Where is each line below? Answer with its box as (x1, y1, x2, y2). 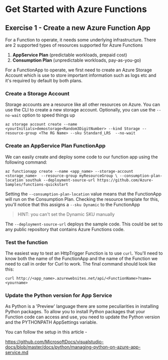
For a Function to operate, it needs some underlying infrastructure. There (5, 37, 156, 43)
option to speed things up (22, 112, 75, 118)
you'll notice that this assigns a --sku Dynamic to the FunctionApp (5, 201, 140, 207)
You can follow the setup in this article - (5, 329, 88, 335)
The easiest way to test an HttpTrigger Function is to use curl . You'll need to (5, 250, 163, 256)
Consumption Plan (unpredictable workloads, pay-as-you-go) (12, 57, 141, 63)
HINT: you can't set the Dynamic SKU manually (17, 211, 115, 217)
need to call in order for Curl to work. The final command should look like (5, 261, 156, 267)
